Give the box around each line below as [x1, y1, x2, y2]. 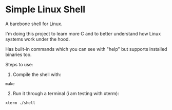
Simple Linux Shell [5, 4, 86, 15]
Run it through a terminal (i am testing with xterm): [12, 90, 119, 96]
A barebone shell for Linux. [5, 21, 63, 27]
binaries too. [5, 51, 32, 58]
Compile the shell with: [12, 71, 62, 78]
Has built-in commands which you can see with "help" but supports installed [5, 46, 167, 52]
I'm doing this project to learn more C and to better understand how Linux [5, 30, 161, 36]
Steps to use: [5, 61, 33, 67]
